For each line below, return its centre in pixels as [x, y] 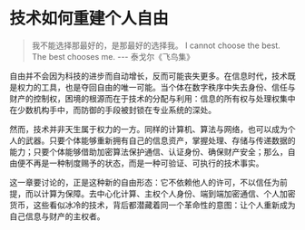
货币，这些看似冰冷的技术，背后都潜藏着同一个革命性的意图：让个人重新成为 [152, 205]
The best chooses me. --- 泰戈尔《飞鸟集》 [113, 56]
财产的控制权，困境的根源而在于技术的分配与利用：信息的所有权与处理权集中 [152, 98]
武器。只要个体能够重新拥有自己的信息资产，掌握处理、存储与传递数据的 [160, 140]
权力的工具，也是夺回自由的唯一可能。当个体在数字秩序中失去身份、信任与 [156, 87]
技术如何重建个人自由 [89, 19]
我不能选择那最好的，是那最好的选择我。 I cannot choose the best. [156, 45]
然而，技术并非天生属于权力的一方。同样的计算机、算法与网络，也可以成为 [148, 129]
